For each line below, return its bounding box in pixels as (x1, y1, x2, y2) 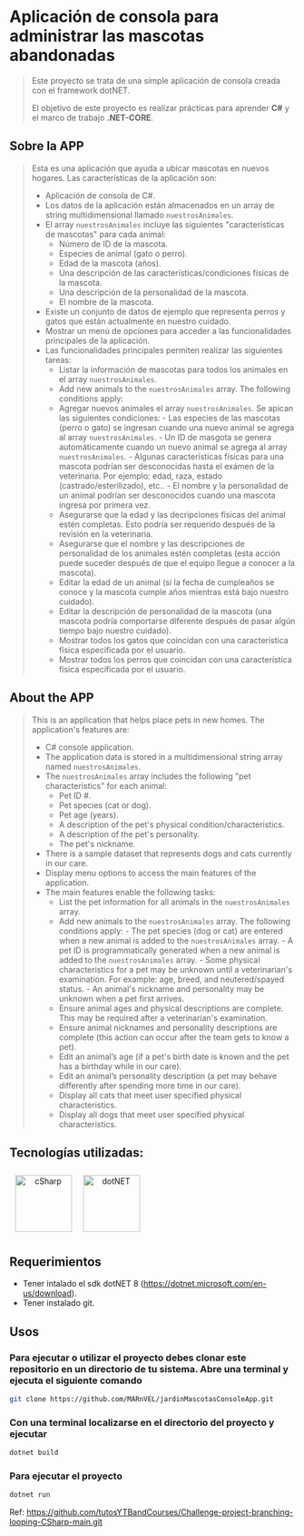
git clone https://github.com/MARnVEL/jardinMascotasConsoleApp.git (9, 1394, 274, 1403)
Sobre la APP (9, 138, 84, 154)
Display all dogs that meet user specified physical (58, 1108, 245, 1120)
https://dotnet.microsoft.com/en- (143, 1278, 268, 1289)
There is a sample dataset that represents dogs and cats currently (44, 848, 292, 859)
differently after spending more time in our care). (58, 1080, 241, 1091)
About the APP (9, 690, 94, 706)
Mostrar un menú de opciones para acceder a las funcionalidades (44, 325, 292, 336)
